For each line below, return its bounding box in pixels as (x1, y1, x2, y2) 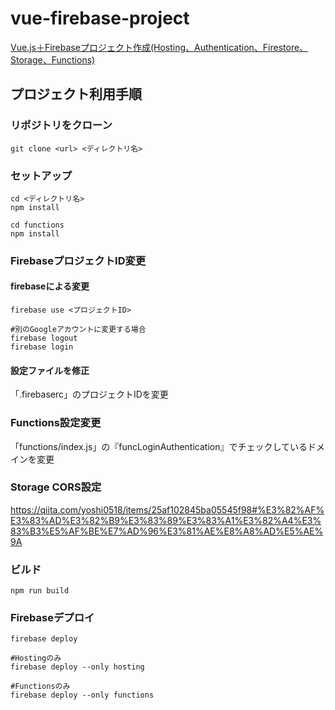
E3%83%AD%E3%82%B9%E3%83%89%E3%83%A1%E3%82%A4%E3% (10, 514, 322, 526)
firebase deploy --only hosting (10, 662, 145, 672)
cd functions (10, 220, 65, 230)
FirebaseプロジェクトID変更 (10, 253, 147, 267)
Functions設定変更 (10, 416, 102, 430)
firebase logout (10, 333, 78, 344)
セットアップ (10, 168, 73, 182)
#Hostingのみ (10, 653, 62, 664)
